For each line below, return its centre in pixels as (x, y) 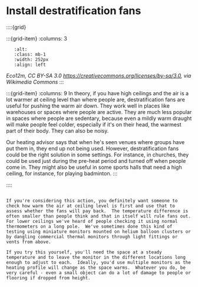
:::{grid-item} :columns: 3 (37, 38)
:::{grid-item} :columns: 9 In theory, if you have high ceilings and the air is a (98, 93)
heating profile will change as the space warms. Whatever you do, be (96, 268)
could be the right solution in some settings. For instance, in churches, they (98, 155)
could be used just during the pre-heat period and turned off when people (96, 161)
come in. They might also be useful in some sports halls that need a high (94, 167)
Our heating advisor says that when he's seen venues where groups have (95, 142)
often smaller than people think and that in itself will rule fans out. (99, 216)
